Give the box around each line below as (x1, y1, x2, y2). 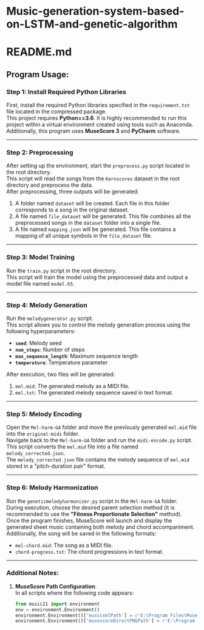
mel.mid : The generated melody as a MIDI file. (15, 382, 130, 389)
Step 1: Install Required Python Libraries (6, 87, 126, 96)
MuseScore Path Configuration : (15, 582, 97, 590)
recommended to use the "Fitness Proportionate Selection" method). (6, 510, 182, 517)
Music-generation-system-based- (6, 4, 185, 18)
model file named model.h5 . (6, 280, 75, 287)
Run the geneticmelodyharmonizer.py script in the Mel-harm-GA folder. (6, 497, 178, 504)
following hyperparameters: (6, 327, 76, 334)
